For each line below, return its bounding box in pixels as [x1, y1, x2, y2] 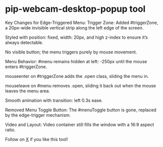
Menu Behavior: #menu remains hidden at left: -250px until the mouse [5, 58, 147, 64]
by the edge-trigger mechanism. [5, 112, 71, 118]
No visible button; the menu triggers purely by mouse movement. [5, 49, 137, 55]
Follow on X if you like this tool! [5, 136, 68, 142]
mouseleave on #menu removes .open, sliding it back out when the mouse [5, 82, 156, 89]
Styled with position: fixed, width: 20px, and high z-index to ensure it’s [5, 34, 148, 40]
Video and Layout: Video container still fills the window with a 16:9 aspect [5, 122, 154, 127]
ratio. [5, 126, 16, 133]
